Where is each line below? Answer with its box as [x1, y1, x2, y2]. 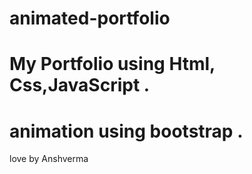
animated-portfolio [9, 7, 171, 30]
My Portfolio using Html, [9, 53, 216, 76]
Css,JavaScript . [9, 74, 151, 97]
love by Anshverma [9, 153, 89, 165]
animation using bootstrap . [9, 120, 244, 142]
